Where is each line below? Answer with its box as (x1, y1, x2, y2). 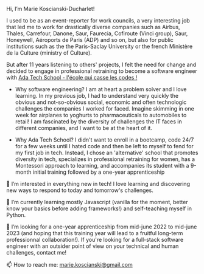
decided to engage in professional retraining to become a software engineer (6, 67, 198, 75)
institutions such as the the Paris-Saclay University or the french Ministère (6, 43, 193, 50)
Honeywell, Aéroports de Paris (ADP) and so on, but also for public (6, 36, 174, 43)
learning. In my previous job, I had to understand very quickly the (15, 92, 178, 99)
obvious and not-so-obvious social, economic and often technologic (15, 98, 187, 106)
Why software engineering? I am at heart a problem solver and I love (15, 86, 187, 93)
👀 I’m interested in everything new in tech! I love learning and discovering (6, 180, 191, 187)
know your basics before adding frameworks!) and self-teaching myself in (6, 205, 192, 212)
